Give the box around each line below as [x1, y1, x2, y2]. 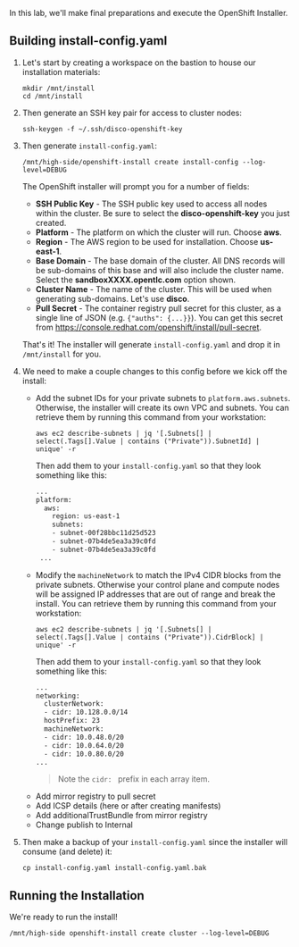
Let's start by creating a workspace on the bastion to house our [21, 57, 256, 68]
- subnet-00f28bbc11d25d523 [52, 529, 156, 538]
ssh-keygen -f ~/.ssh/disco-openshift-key [21, 124, 183, 133]
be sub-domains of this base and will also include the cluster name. [35, 264, 284, 275]
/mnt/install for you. [21, 348, 102, 359]
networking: [35, 691, 80, 700]
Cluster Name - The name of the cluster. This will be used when [35, 283, 272, 294]
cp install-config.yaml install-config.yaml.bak [21, 864, 207, 873]
